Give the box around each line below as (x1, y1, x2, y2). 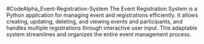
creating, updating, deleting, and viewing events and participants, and (6, 18, 183, 25)
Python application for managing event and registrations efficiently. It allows (6, 11, 198, 19)
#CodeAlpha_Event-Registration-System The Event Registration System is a (6, 5, 198, 12)
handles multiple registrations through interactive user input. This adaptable (6, 24, 198, 31)
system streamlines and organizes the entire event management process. (6, 31, 192, 38)
